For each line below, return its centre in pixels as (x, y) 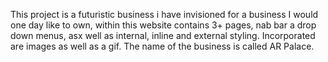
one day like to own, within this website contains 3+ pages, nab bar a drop (163, 25)
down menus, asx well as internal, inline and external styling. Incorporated (163, 35)
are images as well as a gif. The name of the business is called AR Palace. (162, 46)
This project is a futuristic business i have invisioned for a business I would (164, 14)
